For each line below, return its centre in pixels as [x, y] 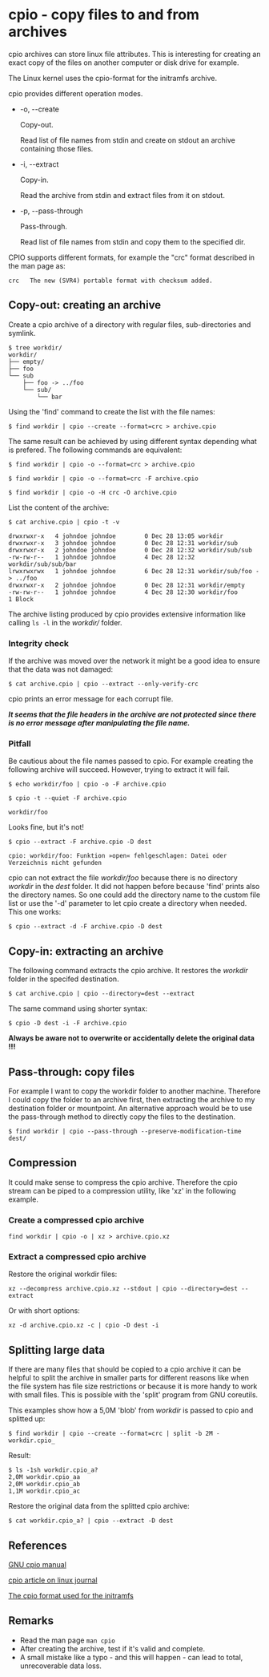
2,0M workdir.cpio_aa [44, 1477]
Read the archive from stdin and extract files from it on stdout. [122, 195]
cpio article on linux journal [53, 1580]
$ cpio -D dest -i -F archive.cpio [68, 1024]
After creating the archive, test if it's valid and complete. [112, 1648]
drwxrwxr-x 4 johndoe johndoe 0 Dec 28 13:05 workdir [116, 536]
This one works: [35, 912]
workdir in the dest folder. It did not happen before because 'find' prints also [134, 887]
